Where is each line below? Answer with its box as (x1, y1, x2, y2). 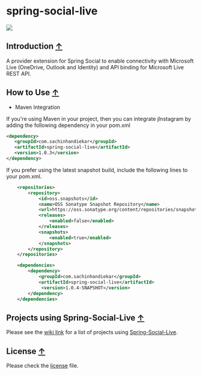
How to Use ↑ (6, 87, 60, 98)
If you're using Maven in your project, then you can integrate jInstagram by (6, 115, 191, 122)
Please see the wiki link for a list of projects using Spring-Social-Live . (6, 329, 178, 336)
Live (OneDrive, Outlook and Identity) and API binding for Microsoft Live (6, 63, 185, 70)
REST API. (6, 70, 31, 77)
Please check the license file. (6, 362, 79, 370)
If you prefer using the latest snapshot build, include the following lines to (6, 166, 188, 173)
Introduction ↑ (6, 41, 63, 52)
